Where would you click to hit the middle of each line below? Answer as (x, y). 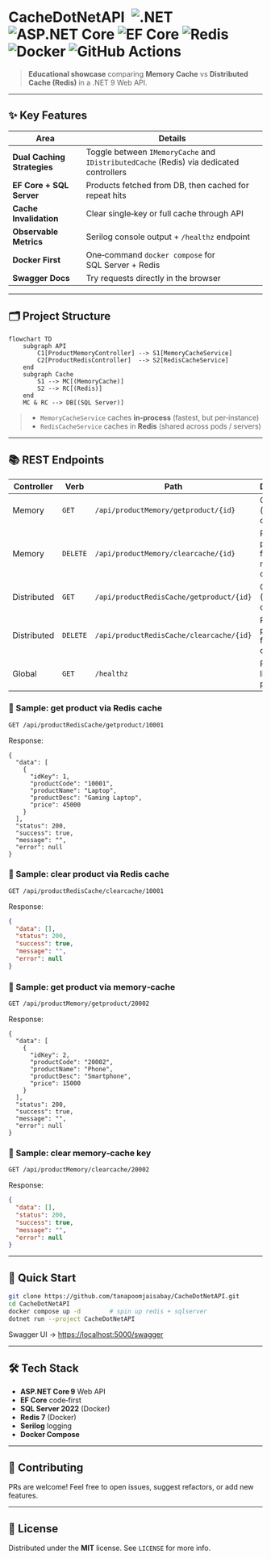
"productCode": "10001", (71, 783)
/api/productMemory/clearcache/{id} (165, 554)
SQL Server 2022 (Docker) (65, 1409)
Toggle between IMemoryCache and (151, 152)
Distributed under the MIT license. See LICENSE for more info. (110, 1548)
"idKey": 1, (50, 776)
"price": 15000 (55, 1083)
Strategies (33, 167)
